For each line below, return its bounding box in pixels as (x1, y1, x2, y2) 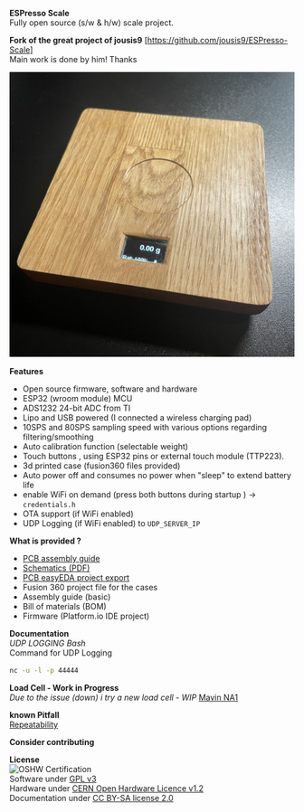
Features (9, 366, 43, 376)
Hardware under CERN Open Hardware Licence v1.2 (9, 782, 204, 794)
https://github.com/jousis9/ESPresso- (147, 35, 288, 45)
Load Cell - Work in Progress (9, 682, 119, 693)
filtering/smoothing (22, 431, 94, 442)
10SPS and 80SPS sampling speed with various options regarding (22, 422, 268, 432)
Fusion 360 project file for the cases (22, 582, 158, 592)
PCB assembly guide (22, 553, 100, 563)
